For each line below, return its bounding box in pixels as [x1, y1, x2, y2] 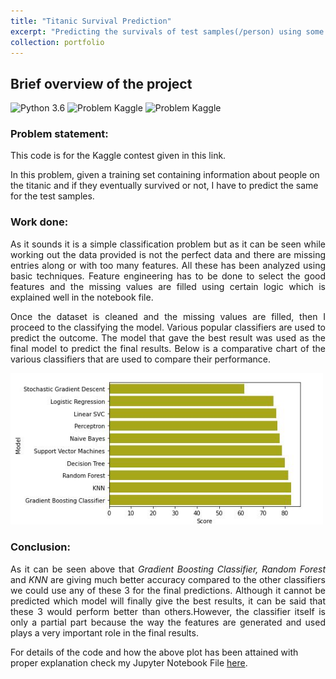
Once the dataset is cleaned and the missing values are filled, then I [10, 310, 326, 322]
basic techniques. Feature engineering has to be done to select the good [10, 270, 326, 282]
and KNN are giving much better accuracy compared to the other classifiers [10, 573, 326, 585]
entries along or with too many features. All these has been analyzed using [10, 259, 326, 271]
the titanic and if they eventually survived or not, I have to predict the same [10, 180, 319, 192]
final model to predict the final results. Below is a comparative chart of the [10, 342, 326, 354]
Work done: [10, 215, 69, 229]
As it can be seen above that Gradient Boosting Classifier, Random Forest [10, 563, 326, 575]
